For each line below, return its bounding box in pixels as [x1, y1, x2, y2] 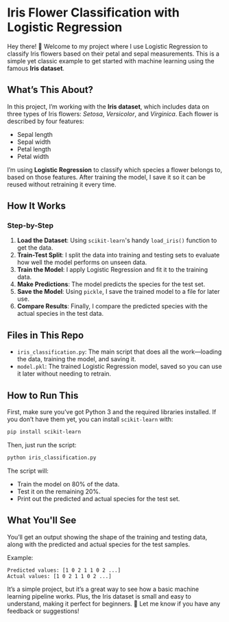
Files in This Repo [7, 329, 84, 341]
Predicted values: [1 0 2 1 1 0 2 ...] [7, 566, 121, 574]
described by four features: [7, 117, 84, 125]
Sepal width [16, 138, 51, 146]
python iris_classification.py [7, 454, 97, 461]
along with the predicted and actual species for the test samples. [7, 540, 191, 548]
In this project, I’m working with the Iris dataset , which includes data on [7, 102, 210, 111]
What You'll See [7, 515, 77, 526]
